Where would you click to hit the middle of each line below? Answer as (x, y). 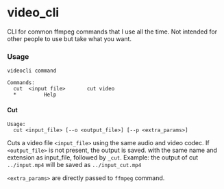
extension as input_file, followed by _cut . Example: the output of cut (103, 157)
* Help (35, 95)
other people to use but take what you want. (70, 38)
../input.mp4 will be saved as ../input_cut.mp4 (74, 165)
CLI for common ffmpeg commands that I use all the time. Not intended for (112, 32)
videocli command (32, 71)
